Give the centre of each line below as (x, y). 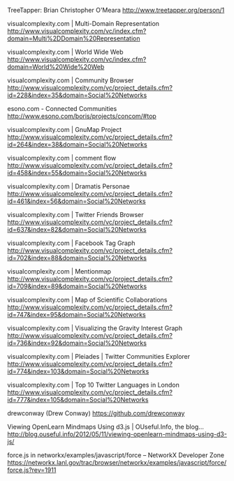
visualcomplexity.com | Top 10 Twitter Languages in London (93, 385)
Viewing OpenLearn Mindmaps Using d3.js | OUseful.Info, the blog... (105, 427)
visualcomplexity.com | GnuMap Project (65, 129)
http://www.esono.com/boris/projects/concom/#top (82, 116)
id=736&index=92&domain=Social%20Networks (77, 343)
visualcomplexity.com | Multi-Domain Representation (83, 23)
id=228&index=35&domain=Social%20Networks (77, 95)
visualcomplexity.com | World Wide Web (65, 52)
